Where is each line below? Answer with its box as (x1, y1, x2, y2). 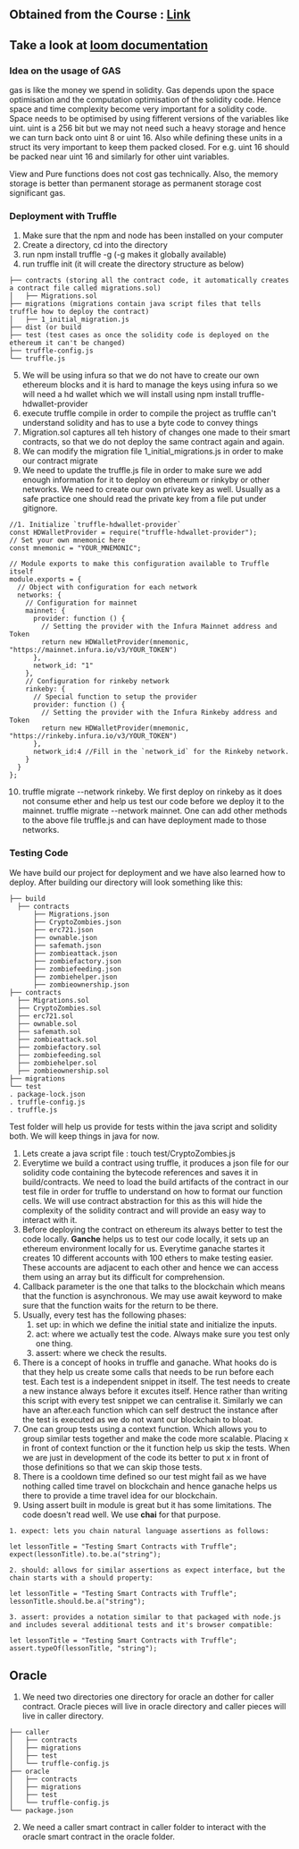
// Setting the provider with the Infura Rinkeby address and (41, 708, 278, 717)
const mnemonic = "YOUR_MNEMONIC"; (9, 544, 142, 553)
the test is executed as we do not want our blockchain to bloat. (21, 1413, 253, 1425)
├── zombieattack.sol (17, 1035, 98, 1044)
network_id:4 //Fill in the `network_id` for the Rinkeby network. (32, 747, 290, 757)
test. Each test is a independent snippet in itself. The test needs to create (21, 1376, 291, 1387)
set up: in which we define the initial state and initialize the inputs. (35, 1319, 278, 1329)
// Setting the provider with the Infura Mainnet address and (41, 622, 278, 632)
